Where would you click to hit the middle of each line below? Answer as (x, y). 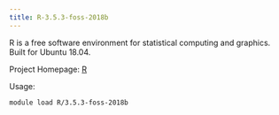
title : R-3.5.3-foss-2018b (59, 17)
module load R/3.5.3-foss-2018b (69, 103)
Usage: (22, 86)
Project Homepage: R (48, 69)
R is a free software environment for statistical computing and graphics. (140, 42)
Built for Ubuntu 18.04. (50, 52)
